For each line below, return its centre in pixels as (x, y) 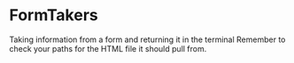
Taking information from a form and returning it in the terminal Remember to (147, 39)
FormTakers (54, 15)
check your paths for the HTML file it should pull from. (108, 48)
